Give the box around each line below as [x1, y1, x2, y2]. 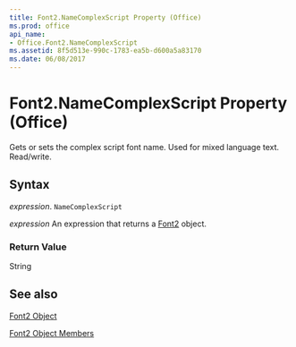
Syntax [9, 177, 50, 192]
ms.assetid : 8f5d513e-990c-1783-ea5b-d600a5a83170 [9, 47, 202, 55]
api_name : [9, 30, 47, 38]
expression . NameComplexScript [9, 200, 123, 211]
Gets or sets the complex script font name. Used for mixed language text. [9, 141, 280, 152]
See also [9, 287, 58, 302]
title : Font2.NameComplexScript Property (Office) [9, 13, 202, 22]
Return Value [9, 241, 67, 253]
